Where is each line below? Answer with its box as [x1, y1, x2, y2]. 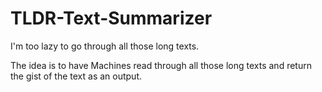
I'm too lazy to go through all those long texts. [10, 40, 200, 52]
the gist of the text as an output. [10, 70, 143, 82]
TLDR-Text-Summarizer [10, 7, 213, 30]
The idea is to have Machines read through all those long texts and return [10, 59, 312, 71]
